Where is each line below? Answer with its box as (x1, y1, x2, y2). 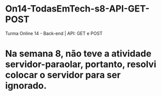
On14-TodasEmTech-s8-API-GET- (5, 3, 150, 15)
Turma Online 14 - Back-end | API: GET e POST (5, 30, 103, 36)
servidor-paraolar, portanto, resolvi (5, 59, 156, 70)
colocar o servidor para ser (5, 69, 121, 81)
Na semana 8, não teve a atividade (5, 48, 152, 59)
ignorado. (5, 80, 47, 91)
